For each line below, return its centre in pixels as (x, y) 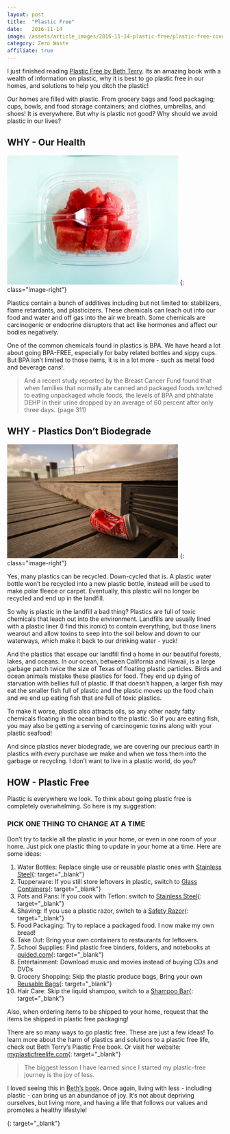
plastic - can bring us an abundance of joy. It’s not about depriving (101, 1095)
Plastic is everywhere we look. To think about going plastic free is (99, 799)
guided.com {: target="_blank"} (60, 954)
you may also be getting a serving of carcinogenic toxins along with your (110, 725)
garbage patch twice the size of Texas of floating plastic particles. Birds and (115, 668)
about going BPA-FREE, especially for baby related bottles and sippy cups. (112, 352)
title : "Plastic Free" (41, 22)
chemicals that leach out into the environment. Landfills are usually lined (109, 619)
